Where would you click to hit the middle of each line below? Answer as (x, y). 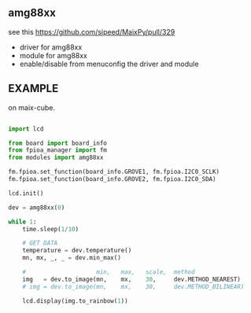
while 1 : (22, 222)
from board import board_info (58, 143)
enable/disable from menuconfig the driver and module (109, 64)
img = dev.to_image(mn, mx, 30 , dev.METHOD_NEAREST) (132, 279)
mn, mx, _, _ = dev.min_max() (72, 258)
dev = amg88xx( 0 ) (37, 208)
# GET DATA (40, 243)
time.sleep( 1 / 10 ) (51, 229)
